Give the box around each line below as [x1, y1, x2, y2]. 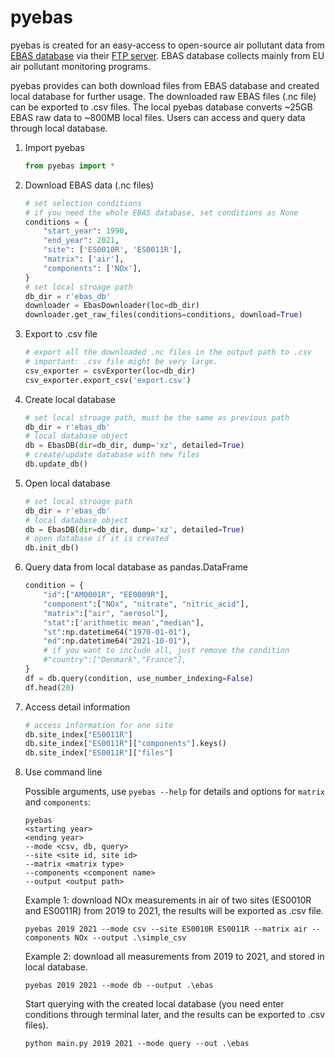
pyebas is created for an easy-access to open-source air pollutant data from [10, 39, 325, 51]
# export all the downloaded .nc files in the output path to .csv [24, 347, 312, 358]
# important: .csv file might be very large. [24, 357, 218, 367]
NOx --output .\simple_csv [74, 933, 187, 943]
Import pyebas [24, 141, 85, 153]
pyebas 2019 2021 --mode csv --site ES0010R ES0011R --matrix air [24, 924, 308, 935]
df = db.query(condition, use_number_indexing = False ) [24, 673, 254, 683]
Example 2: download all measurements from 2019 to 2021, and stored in [24, 951, 325, 963]
